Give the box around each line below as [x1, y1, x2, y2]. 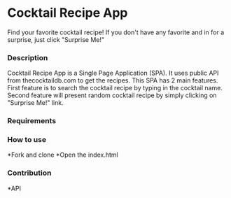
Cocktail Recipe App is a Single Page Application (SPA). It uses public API [7, 69, 219, 78]
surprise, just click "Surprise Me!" [7, 35, 105, 43]
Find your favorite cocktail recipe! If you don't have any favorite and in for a [7, 28, 225, 36]
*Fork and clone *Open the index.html [7, 150, 118, 159]
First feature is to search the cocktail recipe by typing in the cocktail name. [7, 84, 223, 92]
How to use [7, 135, 47, 145]
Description [7, 52, 48, 62]
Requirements [7, 116, 57, 126]
